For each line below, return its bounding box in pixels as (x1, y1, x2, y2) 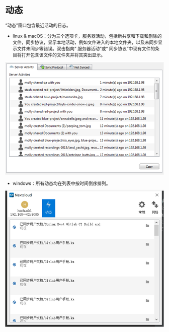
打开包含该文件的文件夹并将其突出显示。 (21, 51, 106, 58)
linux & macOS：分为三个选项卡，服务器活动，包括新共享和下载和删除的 (12, 33, 162, 39)
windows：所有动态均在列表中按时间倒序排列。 (12, 180, 111, 186)
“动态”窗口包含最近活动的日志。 (5, 22, 71, 28)
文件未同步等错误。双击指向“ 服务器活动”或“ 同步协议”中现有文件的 (17, 45, 155, 51)
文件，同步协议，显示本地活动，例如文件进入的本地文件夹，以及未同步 (12, 39, 158, 45)
